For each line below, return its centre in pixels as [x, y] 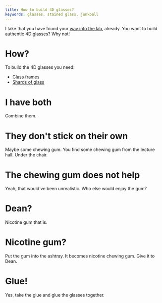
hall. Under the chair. [27, 155]
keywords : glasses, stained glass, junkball [52, 14]
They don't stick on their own [67, 136]
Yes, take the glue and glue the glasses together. [55, 295]
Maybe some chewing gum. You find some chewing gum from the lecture [80, 150]
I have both [28, 102]
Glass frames [26, 77]
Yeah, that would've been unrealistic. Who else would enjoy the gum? [76, 189]
